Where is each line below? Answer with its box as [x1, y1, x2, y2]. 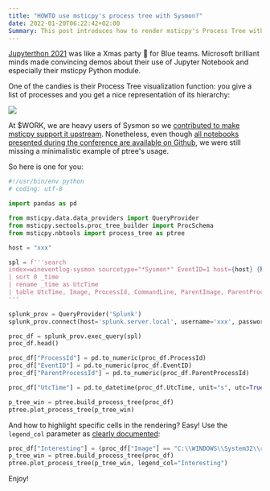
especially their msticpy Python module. [8, 66, 141, 76]
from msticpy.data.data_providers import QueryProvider [8, 214, 199, 222]
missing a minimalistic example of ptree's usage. [8, 146, 170, 156]
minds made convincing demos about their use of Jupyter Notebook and [8, 57, 249, 67]
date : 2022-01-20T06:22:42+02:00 [8, 19, 121, 27]
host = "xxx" [8, 243, 52, 252]
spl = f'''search [8, 258, 67, 266]
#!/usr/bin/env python [8, 178, 84, 186]
